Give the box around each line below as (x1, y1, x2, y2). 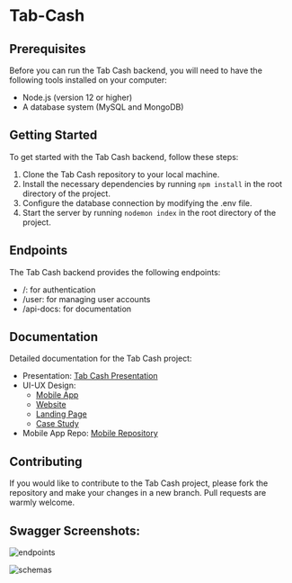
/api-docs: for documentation (22, 303, 132, 314)
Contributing (9, 453, 83, 469)
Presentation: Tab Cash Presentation (22, 371, 159, 381)
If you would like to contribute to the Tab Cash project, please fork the (9, 478, 269, 489)
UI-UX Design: (22, 380, 76, 391)
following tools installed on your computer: (9, 75, 168, 85)
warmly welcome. (9, 497, 75, 508)
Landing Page (35, 408, 87, 419)
